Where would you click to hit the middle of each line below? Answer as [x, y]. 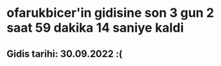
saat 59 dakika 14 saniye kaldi [95, 28]
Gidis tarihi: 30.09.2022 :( [65, 54]
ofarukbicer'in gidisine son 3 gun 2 [110, 13]
